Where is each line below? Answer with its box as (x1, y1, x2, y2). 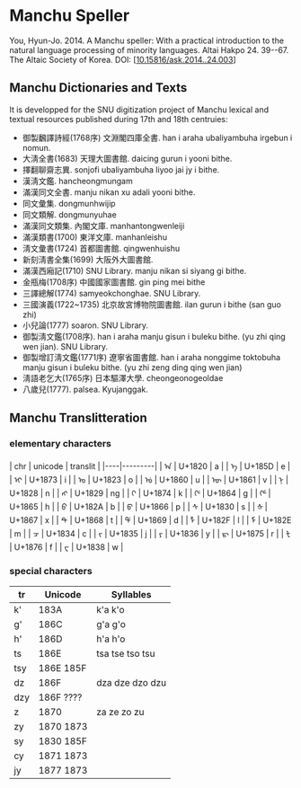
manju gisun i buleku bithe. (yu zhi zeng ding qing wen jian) (22, 361, 243, 373)
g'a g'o (95, 617, 126, 630)
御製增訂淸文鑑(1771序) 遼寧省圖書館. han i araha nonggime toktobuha (22, 351, 281, 362)
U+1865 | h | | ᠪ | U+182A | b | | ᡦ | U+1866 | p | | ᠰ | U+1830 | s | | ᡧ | (9, 501, 268, 512)
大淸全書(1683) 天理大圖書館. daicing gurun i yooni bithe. (22, 153, 233, 164)
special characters (9, 565, 93, 578)
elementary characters (9, 438, 112, 450)
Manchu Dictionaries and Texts (9, 80, 188, 95)
